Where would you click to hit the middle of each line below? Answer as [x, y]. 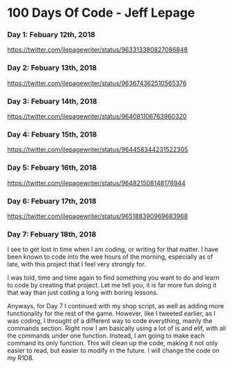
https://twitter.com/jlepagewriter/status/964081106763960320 [97, 116]
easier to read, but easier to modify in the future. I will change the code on [113, 351]
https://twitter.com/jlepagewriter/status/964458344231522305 [98, 150]
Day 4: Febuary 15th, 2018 [52, 134]
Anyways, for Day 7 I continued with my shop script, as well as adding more [116, 306]
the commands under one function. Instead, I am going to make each [106, 336]
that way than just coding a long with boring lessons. [83, 293]
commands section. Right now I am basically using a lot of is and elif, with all [116, 329]
